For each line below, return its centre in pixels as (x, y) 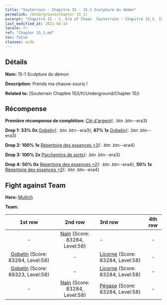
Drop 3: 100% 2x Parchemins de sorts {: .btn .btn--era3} (63, 155)
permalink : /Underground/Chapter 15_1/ (46, 14)
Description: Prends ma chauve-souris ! (46, 84)
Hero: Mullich (19, 197)
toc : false (16, 38)
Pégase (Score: (117, 286)
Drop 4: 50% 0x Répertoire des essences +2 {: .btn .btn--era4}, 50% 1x (79, 165)
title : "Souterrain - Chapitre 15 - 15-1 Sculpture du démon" (71, 10)
